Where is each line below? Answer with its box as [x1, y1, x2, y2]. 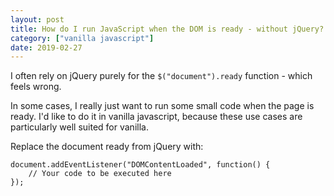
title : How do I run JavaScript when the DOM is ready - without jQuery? [10, 24, 325, 34]
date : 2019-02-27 [10, 42, 83, 53]
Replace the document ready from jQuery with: [10, 141, 204, 153]
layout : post [10, 14, 65, 25]
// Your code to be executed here [28, 169, 172, 179]
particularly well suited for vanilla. [10, 121, 149, 133]
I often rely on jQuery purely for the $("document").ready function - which [10, 70, 313, 82]
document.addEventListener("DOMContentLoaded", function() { [10, 160, 271, 170]
